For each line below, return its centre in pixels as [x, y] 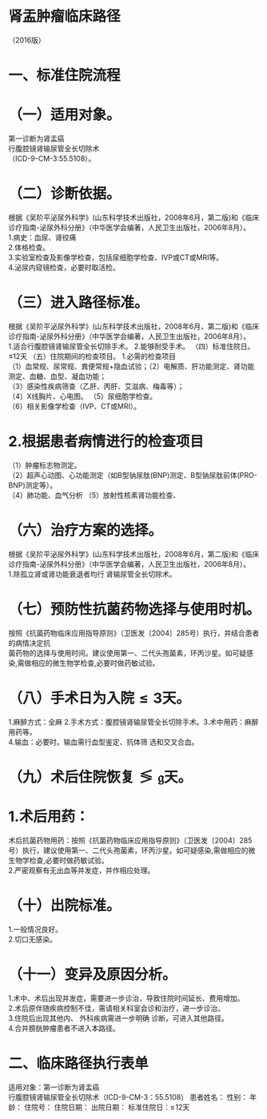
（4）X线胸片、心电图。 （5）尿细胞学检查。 [83, 396]
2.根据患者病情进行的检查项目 [106, 442]
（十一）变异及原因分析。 [93, 974]
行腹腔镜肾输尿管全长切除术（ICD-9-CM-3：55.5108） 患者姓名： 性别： [128, 1097]
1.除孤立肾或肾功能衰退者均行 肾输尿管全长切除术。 [92, 574]
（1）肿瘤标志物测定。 [45, 465]
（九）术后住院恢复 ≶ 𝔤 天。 [100, 777]
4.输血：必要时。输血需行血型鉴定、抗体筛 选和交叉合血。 [104, 742]
